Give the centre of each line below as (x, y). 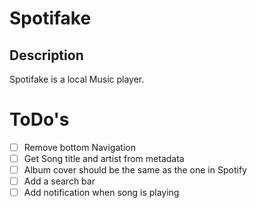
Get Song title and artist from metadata (104, 158)
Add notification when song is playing (101, 193)
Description (46, 55)
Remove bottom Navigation (79, 147)
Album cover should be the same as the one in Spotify (135, 170)
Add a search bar (59, 181)
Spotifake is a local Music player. (77, 79)
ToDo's (39, 119)
